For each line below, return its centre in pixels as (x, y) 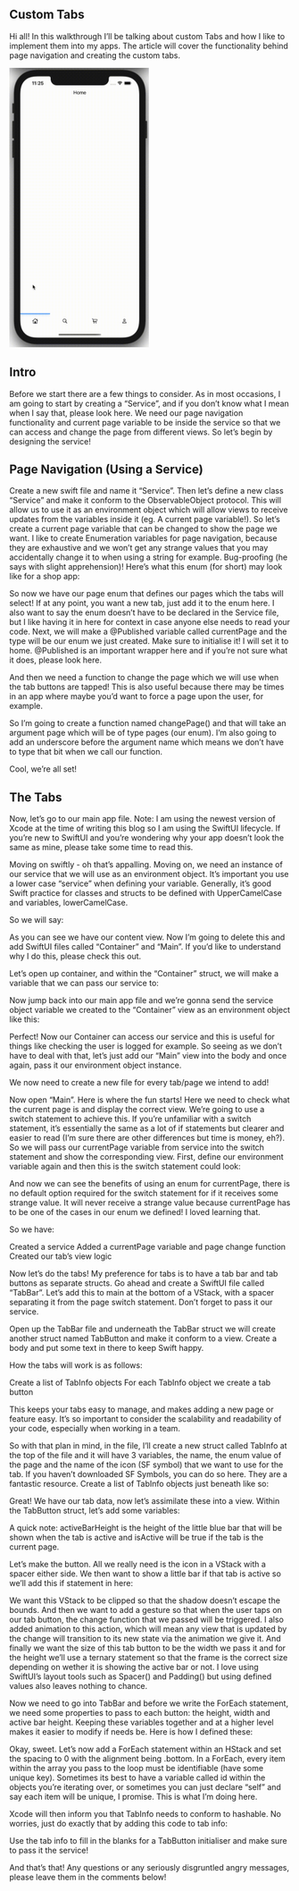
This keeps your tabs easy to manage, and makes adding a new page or (141, 1410)
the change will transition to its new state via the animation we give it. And (145, 1639)
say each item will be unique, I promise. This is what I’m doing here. (133, 1797)
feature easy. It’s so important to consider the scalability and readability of (145, 1419)
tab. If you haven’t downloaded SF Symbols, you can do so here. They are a (149, 1474)
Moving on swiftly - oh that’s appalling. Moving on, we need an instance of (146, 865)
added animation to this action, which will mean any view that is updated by (148, 1629)
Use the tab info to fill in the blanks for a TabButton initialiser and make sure (148, 1841)
